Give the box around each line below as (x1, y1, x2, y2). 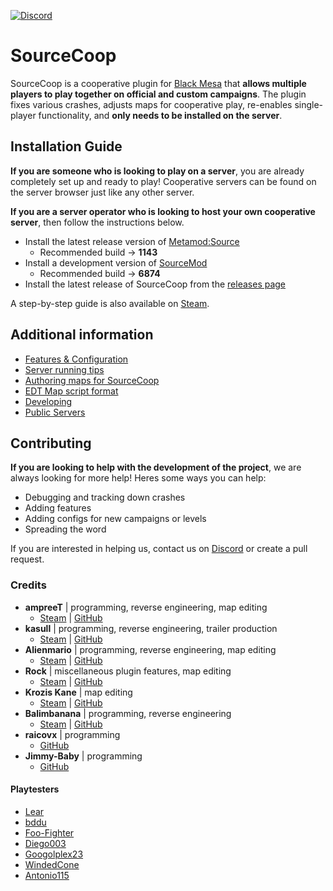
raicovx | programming (24, 728, 121, 740)
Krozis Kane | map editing (24, 686, 133, 698)
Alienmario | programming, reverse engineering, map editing (24, 643, 277, 655)
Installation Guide (10, 138, 123, 155)
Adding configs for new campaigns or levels (24, 513, 207, 525)
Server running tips (24, 363, 105, 375)
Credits (10, 578, 47, 592)
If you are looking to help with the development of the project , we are (10, 461, 302, 474)
